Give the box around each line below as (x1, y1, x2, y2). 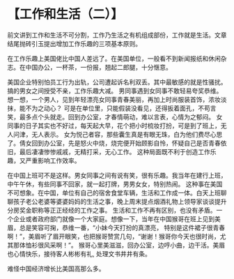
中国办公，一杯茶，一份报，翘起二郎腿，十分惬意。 (25, 63, 172, 71)
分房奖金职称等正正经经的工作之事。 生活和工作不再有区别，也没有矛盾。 (7, 206, 217, 214)
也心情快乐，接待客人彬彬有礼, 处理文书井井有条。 (7, 249, 151, 258)
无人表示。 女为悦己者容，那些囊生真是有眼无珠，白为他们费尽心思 (31, 130, 223, 138)
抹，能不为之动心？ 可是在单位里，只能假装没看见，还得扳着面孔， (7, 104, 198, 112)
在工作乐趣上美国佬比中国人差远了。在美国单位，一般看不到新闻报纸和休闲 (7, 54, 221, 63)
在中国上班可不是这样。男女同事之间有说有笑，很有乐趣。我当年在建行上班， (7, 171, 227, 179)
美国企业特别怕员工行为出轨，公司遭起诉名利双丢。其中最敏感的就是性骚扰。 (7, 77, 227, 86)
